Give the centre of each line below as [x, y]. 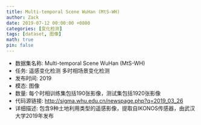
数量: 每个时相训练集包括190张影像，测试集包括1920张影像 [88, 93]
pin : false [20, 46]
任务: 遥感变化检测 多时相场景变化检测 [62, 70]
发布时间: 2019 [33, 78]
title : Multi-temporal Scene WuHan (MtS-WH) [63, 12]
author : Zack [23, 17]
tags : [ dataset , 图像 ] [34, 34]
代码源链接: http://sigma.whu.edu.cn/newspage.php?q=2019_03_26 [99, 100]
